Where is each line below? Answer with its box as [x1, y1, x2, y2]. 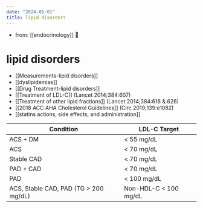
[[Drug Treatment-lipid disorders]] [14, 85, 100, 93]
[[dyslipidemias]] [14, 79, 57, 86]
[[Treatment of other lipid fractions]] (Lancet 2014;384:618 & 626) [14, 98, 179, 105]
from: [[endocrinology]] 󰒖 [14, 31, 79, 38]
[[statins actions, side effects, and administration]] [14, 111, 141, 118]
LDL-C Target [138, 125, 179, 134]
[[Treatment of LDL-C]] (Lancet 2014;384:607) [14, 91, 131, 99]
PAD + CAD [9, 164, 42, 173]
